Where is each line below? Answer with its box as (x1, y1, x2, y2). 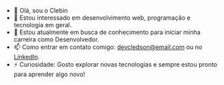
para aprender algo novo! (13, 70, 86, 78)
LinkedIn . (13, 53, 40, 61)
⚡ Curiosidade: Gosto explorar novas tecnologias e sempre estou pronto (13, 61, 218, 68)
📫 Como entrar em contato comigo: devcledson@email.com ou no (13, 43, 203, 51)
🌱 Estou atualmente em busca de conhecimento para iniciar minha (13, 28, 201, 36)
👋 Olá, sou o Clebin (13, 7, 69, 14)
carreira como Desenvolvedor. (13, 35, 99, 44)
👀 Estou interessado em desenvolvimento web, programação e (13, 14, 190, 22)
